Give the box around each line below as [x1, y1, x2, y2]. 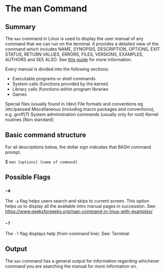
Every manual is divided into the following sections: [5, 66, 109, 72]
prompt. [5, 149, 21, 155]
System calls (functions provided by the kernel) [12, 81, 108, 87]
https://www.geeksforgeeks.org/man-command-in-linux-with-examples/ [5, 208, 153, 214]
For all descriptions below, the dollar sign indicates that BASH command [5, 144, 151, 150]
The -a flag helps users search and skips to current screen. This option [5, 198, 149, 204]
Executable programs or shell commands [12, 76, 96, 81]
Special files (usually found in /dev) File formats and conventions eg [5, 101, 143, 106]
